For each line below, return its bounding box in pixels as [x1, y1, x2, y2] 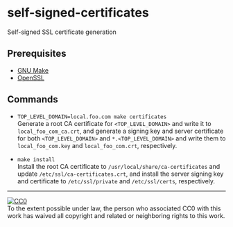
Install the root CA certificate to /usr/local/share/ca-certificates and [17, 162, 221, 170]
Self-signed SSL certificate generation [7, 28, 116, 36]
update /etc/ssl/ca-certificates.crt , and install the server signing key [17, 170, 224, 178]
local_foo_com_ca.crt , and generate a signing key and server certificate [17, 127, 224, 135]
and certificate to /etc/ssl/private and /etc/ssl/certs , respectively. [17, 176, 216, 185]
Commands [7, 93, 59, 105]
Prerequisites [7, 48, 67, 60]
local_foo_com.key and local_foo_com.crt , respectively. [17, 141, 178, 149]
